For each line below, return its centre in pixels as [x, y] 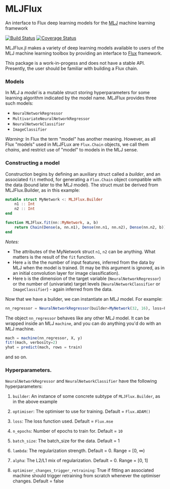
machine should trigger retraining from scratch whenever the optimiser [87, 476]
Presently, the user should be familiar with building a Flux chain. [72, 68]
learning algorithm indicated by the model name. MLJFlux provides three [81, 98]
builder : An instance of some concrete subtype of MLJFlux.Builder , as [86, 396]
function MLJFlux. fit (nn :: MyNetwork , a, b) [52, 223]
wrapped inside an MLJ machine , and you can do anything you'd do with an [83, 323]
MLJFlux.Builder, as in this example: [42, 190]
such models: [19, 103]
